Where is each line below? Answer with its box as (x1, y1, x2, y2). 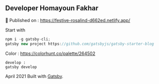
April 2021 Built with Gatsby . (5, 73, 64, 79)
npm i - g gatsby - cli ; (5, 36, 51, 41)
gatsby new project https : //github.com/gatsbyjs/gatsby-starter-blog (5, 41, 154, 46)
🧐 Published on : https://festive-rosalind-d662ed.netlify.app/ (5, 17, 130, 23)
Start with (5, 27, 26, 33)
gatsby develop (5, 64, 37, 69)
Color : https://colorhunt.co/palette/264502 (5, 50, 96, 56)
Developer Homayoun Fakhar (5, 4, 99, 12)
